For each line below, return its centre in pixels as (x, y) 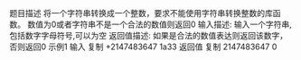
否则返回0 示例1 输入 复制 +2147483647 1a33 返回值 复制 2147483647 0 (143, 47)
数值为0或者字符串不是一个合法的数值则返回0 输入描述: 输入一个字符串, (159, 24)
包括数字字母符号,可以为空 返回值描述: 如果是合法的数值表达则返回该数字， (148, 35)
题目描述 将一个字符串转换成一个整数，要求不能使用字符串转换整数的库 (141, 13)
